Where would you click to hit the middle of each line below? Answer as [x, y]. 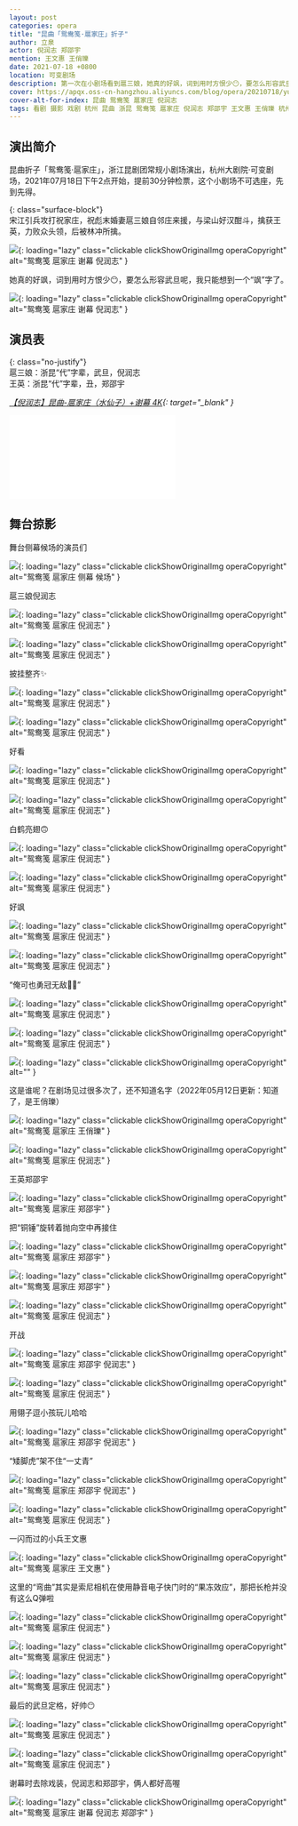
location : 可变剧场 [43, 76]
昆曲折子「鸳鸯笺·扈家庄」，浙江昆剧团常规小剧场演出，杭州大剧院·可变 [138, 170]
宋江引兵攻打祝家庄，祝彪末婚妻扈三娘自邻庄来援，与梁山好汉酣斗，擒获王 [145, 220]
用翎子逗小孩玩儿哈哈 [48, 1412]
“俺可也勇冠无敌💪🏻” [45, 984]
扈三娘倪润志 [32, 596]
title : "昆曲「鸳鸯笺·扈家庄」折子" [69, 34]
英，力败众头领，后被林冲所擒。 [67, 231]
